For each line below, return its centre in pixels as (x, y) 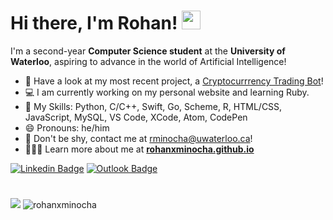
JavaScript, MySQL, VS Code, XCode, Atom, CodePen (136, 117)
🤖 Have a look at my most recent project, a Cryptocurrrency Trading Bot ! (174, 81)
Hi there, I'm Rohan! (94, 23)
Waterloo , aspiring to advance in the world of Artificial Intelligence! (148, 61)
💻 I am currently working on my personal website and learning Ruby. (167, 92)
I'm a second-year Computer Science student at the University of (148, 51)
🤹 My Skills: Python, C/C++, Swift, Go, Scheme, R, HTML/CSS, (153, 106)
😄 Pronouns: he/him (67, 127)
